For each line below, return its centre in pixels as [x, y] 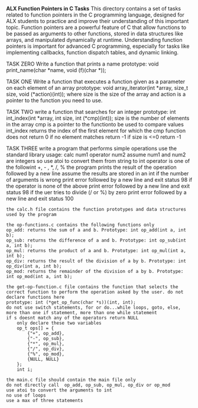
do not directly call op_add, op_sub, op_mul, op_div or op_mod [88, 385]
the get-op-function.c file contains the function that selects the [92, 287]
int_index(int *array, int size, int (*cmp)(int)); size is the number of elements [98, 118]
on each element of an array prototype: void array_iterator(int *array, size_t [97, 88]
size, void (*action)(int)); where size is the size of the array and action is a [96, 94]
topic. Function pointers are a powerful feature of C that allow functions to [96, 27]
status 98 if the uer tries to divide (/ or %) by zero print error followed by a [97, 192]
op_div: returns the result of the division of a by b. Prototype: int [96, 261]
